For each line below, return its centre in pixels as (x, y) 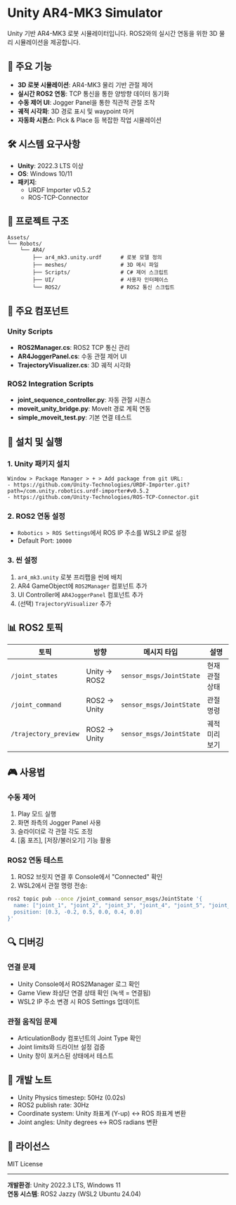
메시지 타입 (160, 652)
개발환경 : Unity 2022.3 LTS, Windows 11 (64, 1185)
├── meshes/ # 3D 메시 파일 (96, 265)
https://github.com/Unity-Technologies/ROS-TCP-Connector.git (106, 498)
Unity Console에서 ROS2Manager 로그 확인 (79, 984)
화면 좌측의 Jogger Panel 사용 (59, 823)
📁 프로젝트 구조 (38, 221)
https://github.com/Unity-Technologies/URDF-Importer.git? (102, 485)
